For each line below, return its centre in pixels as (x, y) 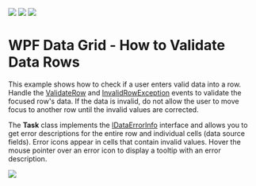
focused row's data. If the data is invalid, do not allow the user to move (124, 101)
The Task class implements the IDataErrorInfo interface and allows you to (128, 125)
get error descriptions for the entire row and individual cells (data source (127, 133)
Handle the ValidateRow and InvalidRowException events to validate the (125, 92)
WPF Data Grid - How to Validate (117, 46)
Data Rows (44, 62)
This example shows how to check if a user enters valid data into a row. (125, 84)
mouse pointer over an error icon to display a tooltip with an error (115, 150)
